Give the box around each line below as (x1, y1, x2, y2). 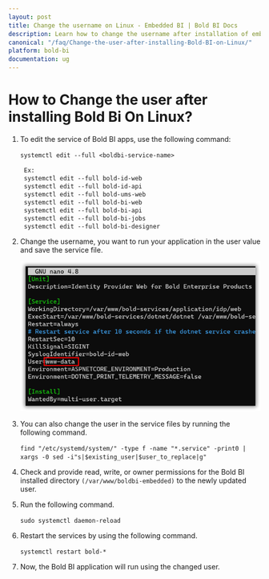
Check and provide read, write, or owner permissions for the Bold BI (19, 467, 245, 476)
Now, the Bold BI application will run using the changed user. (19, 561, 220, 571)
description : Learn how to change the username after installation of (8, 30, 249, 38)
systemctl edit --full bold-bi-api (23, 206, 143, 214)
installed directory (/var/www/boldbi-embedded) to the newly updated (19, 476, 247, 485)
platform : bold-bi (8, 47, 70, 55)
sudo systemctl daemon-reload (19, 516, 122, 524)
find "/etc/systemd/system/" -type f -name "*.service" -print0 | (19, 444, 247, 452)
